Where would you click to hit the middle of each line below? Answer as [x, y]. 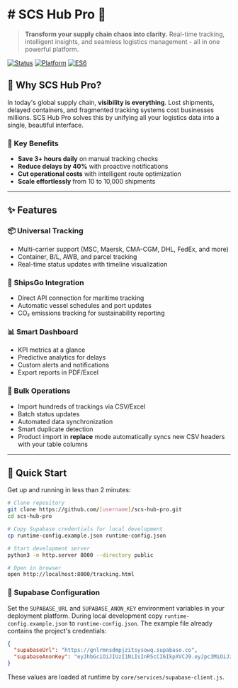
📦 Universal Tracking [45, 231]
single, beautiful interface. [45, 125]
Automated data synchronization [65, 421]
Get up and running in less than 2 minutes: [69, 490]
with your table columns [53, 444]
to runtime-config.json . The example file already [141, 623]
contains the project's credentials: [57, 631]
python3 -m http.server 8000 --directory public [80, 555]
